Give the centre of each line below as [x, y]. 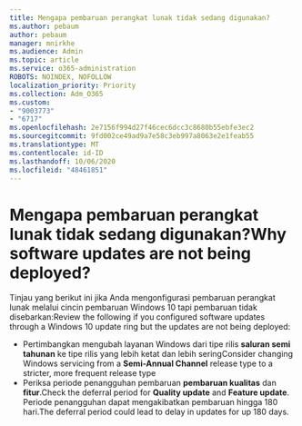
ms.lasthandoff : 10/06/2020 [63, 161]
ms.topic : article [44, 60]
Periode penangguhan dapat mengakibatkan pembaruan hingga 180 [150, 402]
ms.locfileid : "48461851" [58, 170]
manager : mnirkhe [42, 43]
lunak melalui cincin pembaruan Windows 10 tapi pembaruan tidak [133, 307]
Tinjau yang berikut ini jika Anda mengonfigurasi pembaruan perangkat [142, 298]
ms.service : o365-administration [73, 69]
